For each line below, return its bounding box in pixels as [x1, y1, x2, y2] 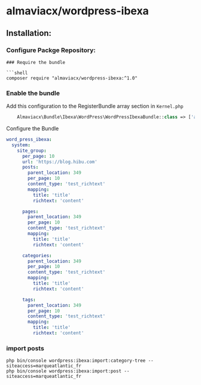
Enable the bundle [6, 88, 60, 97]
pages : [22, 208, 39, 215]
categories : [22, 252, 52, 258]
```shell [6, 70, 28, 76]
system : [11, 142, 31, 148]
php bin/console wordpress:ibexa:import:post [6, 368, 121, 374]
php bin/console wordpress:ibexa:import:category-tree [6, 357, 146, 364]
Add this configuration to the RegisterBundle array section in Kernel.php [6, 103, 184, 110]
